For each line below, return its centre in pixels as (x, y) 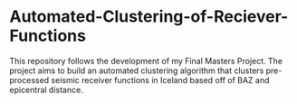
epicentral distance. (46, 90)
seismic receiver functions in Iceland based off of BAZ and (160, 80)
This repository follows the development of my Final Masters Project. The (146, 61)
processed (29, 80)
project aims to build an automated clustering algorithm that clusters (137, 71)
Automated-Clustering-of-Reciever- (149, 17)
